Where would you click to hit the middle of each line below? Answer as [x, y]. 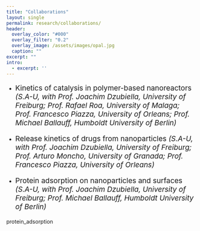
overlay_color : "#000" [40, 34]
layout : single [25, 18]
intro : [15, 62]
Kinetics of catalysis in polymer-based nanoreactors [103, 88]
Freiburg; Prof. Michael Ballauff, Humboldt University [104, 198]
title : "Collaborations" [37, 12]
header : [16, 29]
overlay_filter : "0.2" [40, 40]
